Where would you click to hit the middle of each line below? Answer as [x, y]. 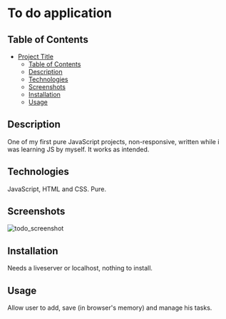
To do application [60, 13]
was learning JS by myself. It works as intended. [78, 149]
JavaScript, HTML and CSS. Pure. [57, 189]
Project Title [35, 56]
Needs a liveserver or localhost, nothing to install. [80, 268]
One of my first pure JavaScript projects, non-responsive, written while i [113, 141]
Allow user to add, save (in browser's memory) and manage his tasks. [110, 308]
